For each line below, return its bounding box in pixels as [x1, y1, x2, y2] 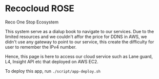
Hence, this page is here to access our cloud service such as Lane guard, [5, 53, 153, 59]
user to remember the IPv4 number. [5, 44, 77, 50]
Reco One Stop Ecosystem [5, 19, 59, 25]
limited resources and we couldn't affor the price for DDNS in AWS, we [5, 34, 147, 39]
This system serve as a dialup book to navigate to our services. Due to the [5, 28, 154, 34]
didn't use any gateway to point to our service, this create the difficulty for [5, 39, 155, 44]
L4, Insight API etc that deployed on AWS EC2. [5, 59, 99, 64]
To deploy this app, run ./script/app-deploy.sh [5, 68, 101, 74]
